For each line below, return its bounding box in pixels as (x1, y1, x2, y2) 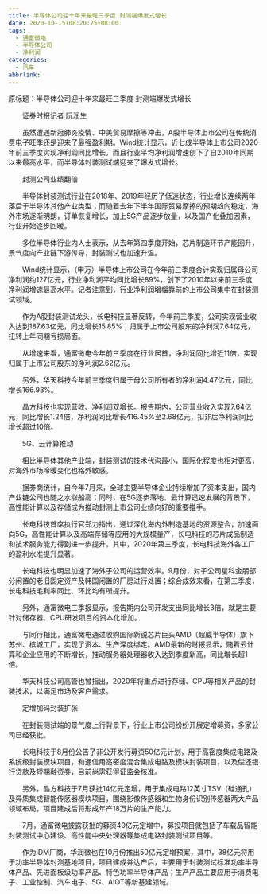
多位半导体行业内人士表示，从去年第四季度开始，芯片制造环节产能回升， (21, 238, 259, 247)
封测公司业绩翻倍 (21, 174, 78, 184)
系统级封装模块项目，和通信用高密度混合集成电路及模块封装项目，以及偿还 (8, 756, 252, 766)
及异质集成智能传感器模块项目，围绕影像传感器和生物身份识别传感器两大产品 (8, 793, 259, 803)
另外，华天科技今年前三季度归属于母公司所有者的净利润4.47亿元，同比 (21, 375, 253, 384)
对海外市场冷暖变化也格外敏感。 (8, 465, 113, 475)
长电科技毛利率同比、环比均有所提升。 (8, 585, 133, 595)
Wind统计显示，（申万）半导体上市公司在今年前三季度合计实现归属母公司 (21, 264, 259, 274)
